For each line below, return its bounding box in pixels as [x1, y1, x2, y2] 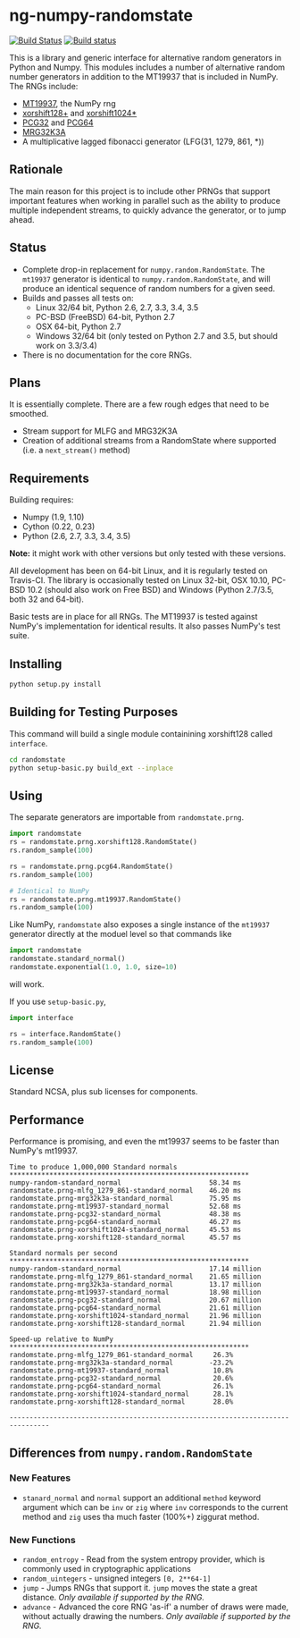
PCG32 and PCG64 [21, 117, 94, 128]
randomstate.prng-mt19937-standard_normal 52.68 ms [9, 1202, 242, 1212]
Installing [9, 656, 62, 671]
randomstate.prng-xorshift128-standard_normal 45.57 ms [9, 1233, 242, 1243]
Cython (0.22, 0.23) [21, 521, 96, 532]
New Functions [9, 1533, 76, 1546]
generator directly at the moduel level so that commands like [9, 929, 232, 940]
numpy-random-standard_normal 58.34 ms [9, 1178, 242, 1187]
